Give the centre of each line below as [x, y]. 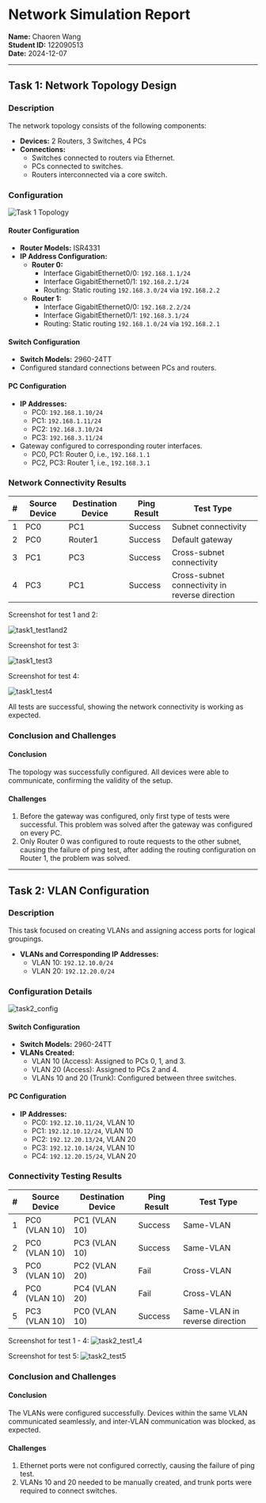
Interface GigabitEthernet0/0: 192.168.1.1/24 [117, 273]
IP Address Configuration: [63, 257]
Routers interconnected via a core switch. [99, 174]
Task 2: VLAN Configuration [79, 890]
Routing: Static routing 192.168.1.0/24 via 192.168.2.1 [131, 324]
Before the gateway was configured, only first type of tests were [125, 816]
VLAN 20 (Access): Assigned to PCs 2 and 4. [105, 1070]
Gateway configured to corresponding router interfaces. [111, 446]
